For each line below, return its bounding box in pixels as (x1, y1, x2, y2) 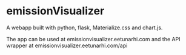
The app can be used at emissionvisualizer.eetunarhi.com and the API (6, 35, 181, 42)
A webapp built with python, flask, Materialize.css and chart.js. (6, 24, 163, 31)
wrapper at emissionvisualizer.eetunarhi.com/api (6, 42, 128, 49)
